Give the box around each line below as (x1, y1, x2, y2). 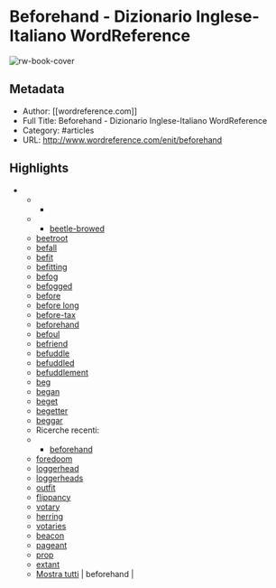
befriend (35, 338, 69, 349)
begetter (35, 405, 69, 416)
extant (35, 558, 60, 570)
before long (35, 300, 79, 311)
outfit (35, 481, 56, 493)
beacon (35, 530, 65, 541)
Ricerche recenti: (35, 425, 100, 435)
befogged (35, 280, 73, 291)
